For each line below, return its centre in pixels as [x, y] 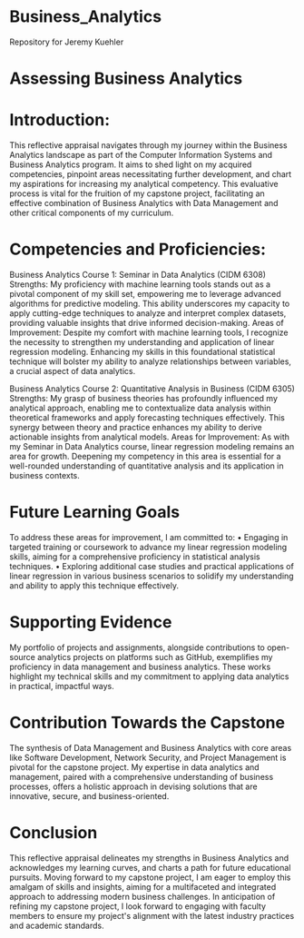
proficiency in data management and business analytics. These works [140, 666]
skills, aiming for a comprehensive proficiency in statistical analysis [135, 557]
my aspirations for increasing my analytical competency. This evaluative [144, 184]
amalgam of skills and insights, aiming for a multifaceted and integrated [143, 886]
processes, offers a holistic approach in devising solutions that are [133, 786]
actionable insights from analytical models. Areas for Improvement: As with [150, 437]
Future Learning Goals [95, 513]
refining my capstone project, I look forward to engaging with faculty [137, 906]
